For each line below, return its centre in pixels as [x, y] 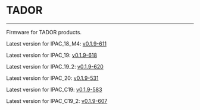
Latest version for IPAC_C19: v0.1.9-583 [54, 89]
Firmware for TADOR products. [44, 32]
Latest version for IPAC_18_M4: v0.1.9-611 [57, 43]
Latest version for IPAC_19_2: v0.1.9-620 [55, 66]
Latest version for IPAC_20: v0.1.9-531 [52, 78]
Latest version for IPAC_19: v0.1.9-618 [51, 55]
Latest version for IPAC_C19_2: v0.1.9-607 [57, 101]
